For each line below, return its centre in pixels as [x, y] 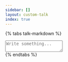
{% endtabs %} [21, 55]
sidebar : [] [18, 10]
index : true [18, 19]
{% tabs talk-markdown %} [33, 34]
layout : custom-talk [27, 15]
